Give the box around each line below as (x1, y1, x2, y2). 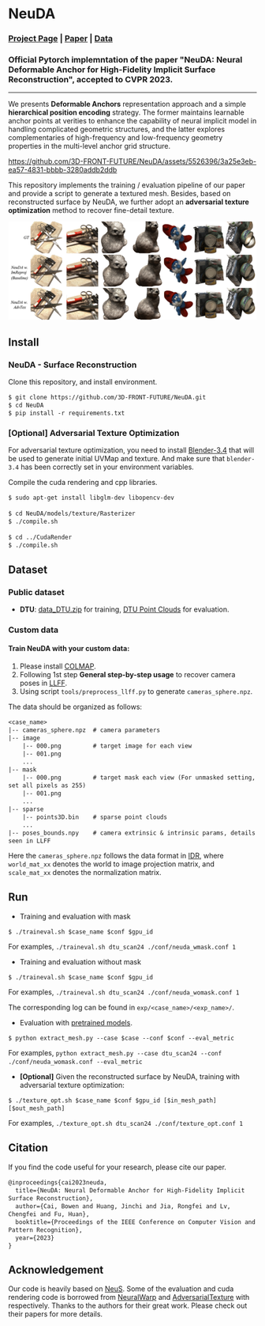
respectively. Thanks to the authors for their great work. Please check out (8, 1301, 248, 1310)
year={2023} (15, 1233, 55, 1242)
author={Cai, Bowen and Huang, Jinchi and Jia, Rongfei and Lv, (15, 1202, 231, 1210)
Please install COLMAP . (19, 661, 96, 671)
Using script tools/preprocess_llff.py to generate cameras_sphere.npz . (19, 687, 253, 696)
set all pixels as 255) (8, 782, 87, 790)
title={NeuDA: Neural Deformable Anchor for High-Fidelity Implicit (15, 1186, 245, 1195)
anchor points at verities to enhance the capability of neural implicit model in (8, 116, 257, 126)
